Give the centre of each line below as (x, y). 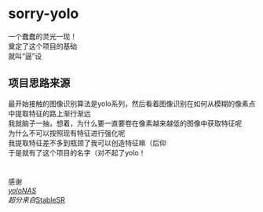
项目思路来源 (39, 83)
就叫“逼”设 (25, 56)
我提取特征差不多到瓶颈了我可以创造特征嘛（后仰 (87, 143)
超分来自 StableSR (37, 199)
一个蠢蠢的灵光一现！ (42, 36)
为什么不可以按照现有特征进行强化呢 (67, 133)
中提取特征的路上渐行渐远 (49, 113)
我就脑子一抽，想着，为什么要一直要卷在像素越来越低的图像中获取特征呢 (125, 123)
